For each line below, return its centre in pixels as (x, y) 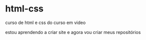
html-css (24, 9)
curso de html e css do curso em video (46, 22)
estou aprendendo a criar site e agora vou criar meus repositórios (73, 32)
